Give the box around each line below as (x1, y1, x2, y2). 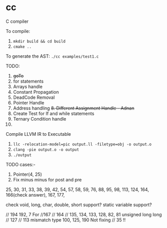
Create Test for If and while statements (13, 110, 95, 117)
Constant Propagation (13, 89, 59, 95)
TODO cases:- (6, 161, 36, 167)
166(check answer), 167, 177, (6, 192, 65, 198)
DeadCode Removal (13, 94, 55, 100)
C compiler (6, 18, 29, 24)
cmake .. (13, 44, 32, 49)
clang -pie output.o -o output (13, 147, 79, 152)
